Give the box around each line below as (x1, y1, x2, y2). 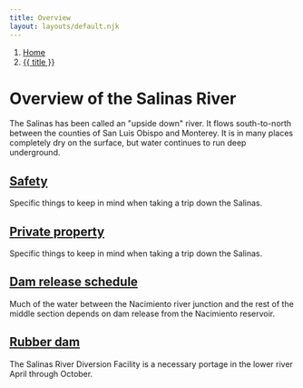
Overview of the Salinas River (9, 88, 237, 109)
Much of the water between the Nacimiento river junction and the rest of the (9, 298, 295, 309)
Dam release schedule (9, 274, 139, 290)
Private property (9, 224, 105, 239)
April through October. (9, 368, 93, 379)
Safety (9, 174, 48, 189)
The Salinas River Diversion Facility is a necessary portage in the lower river (9, 358, 293, 369)
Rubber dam (9, 334, 80, 350)
